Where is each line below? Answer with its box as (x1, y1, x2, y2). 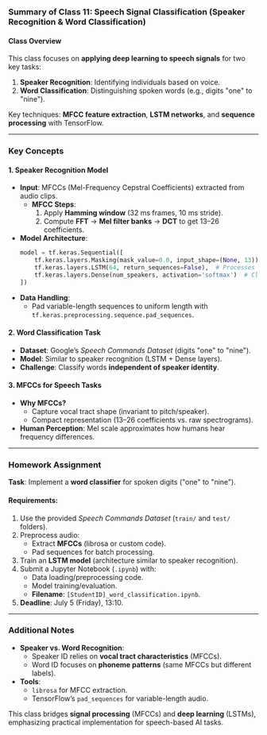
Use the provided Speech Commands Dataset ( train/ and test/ (19, 513, 230, 523)
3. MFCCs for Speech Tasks (8, 381, 102, 390)
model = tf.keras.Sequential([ (19, 249, 124, 257)
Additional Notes (8, 625, 75, 636)
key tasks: (8, 62, 42, 72)
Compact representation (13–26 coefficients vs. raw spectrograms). (31, 416, 253, 425)
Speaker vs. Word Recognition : (19, 643, 125, 652)
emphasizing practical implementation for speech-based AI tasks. (8, 718, 224, 727)
